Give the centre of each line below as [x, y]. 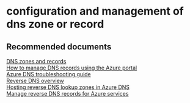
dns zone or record [55, 24]
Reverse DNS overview [35, 81]
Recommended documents [59, 47]
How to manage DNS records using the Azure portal [72, 68]
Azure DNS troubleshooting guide [49, 74]
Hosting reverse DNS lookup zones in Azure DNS [68, 87]
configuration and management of [95, 11]
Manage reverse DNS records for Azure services [68, 94]
